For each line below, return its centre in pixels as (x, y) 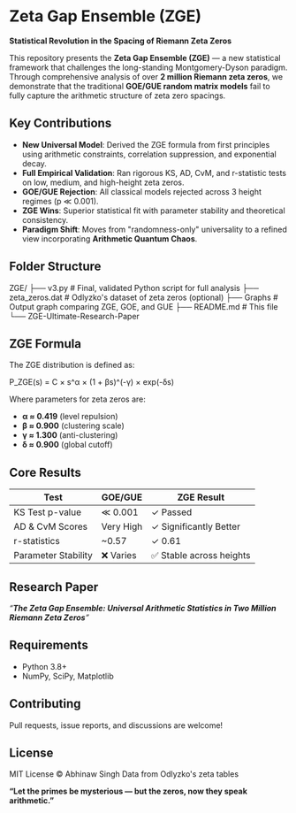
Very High (122, 526)
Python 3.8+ (45, 666)
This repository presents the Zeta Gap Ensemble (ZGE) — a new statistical (145, 58)
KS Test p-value (48, 512)
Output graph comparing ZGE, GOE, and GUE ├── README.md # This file (144, 306)
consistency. (45, 219)
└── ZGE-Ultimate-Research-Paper (74, 316)
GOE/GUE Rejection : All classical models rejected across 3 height (142, 191)
